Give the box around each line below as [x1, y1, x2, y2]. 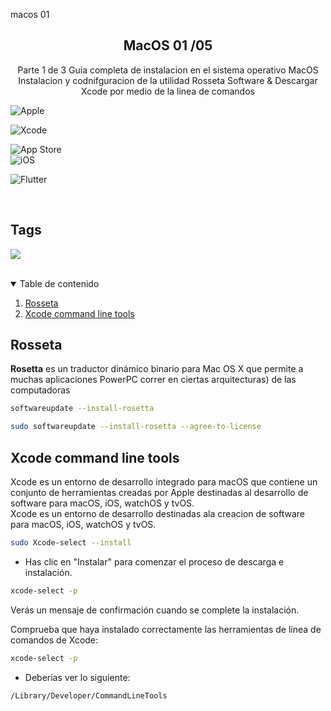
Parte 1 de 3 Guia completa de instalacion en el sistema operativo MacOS [17, 64, 319, 76]
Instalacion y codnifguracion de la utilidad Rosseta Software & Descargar [18, 74, 318, 86]
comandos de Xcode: [10, 634, 99, 646]
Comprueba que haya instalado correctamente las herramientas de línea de [10, 623, 322, 635]
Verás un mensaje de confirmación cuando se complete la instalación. [10, 604, 300, 616]
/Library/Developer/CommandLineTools [10, 690, 168, 701]
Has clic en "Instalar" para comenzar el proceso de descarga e [24, 555, 285, 568]
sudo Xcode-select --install [10, 538, 132, 548]
